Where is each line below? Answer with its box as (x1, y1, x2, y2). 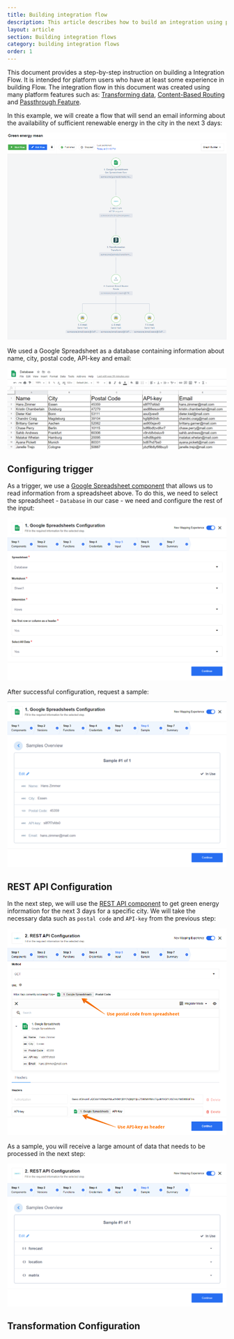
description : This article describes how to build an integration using (7, 18, 223, 26)
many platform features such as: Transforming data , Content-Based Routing (7, 91, 225, 98)
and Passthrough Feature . (7, 98, 81, 106)
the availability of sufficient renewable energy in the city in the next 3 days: (7, 119, 223, 127)
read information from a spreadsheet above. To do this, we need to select (7, 489, 218, 497)
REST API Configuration (7, 881, 113, 893)
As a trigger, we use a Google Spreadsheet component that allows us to (7, 481, 213, 490)
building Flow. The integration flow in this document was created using (7, 83, 210, 91)
